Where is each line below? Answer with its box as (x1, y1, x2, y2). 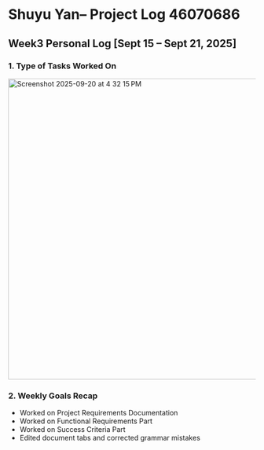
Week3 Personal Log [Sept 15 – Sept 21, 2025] (8, 37, 237, 50)
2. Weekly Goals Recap (8, 390, 98, 401)
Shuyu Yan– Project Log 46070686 (8, 5, 240, 24)
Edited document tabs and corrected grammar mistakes (19, 434, 200, 443)
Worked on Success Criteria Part (19, 425, 126, 434)
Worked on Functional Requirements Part (19, 416, 153, 426)
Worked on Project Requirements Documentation (19, 408, 178, 418)
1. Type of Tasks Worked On (8, 60, 116, 71)
